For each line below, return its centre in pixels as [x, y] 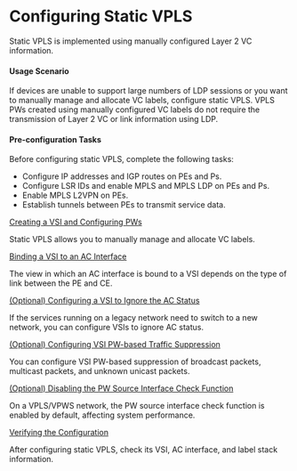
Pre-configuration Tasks [56, 139]
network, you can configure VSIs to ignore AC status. [107, 328]
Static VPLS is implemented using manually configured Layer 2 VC [131, 41]
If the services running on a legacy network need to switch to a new [133, 318]
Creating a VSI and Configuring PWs [76, 222]
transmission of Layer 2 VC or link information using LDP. [114, 119]
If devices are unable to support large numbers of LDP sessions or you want [148, 91]
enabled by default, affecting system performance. [102, 415]
